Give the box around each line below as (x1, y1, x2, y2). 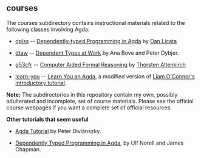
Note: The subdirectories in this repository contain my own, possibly (6, 91, 178, 98)
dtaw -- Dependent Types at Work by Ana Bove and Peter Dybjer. (15, 49, 179, 57)
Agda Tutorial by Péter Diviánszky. (15, 127, 101, 134)
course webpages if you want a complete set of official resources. (6, 104, 172, 111)
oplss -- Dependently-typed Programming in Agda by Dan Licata (15, 37, 177, 44)
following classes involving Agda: (6, 26, 90, 33)
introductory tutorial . (15, 79, 67, 86)
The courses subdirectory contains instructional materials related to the (6, 19, 185, 26)
